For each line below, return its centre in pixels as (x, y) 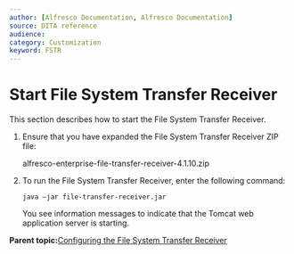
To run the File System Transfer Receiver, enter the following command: (154, 181)
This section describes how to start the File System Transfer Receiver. (138, 119)
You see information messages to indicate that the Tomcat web (138, 214)
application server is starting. (76, 223)
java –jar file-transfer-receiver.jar (94, 197)
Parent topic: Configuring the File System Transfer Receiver (118, 241)
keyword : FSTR (36, 51)
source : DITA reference (53, 26)
